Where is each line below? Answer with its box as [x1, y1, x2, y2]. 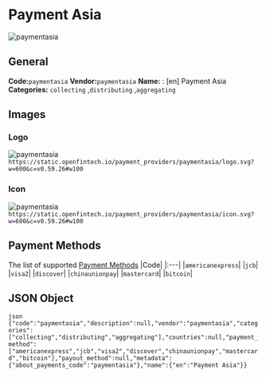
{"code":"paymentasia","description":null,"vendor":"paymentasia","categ [8, 320, 259, 328]
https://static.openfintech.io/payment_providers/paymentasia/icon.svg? [8, 210, 255, 218]
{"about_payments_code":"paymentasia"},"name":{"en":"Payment [8, 361, 219, 370]
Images [8, 108, 46, 121]
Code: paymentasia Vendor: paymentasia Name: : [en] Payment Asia [8, 76, 227, 85]
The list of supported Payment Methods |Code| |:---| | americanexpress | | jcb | [8, 260, 259, 269]
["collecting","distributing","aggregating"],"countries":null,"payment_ [8, 333, 259, 342]
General [8, 55, 49, 69]
